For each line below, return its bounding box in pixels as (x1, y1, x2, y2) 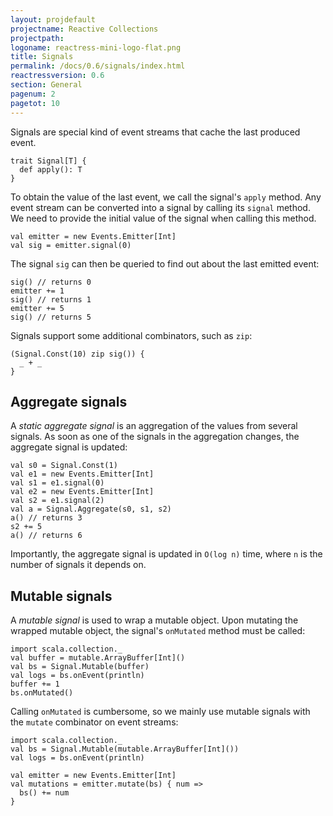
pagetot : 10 (10, 98, 60, 108)
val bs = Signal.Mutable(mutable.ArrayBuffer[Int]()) (10, 744, 240, 755)
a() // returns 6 (10, 531, 83, 541)
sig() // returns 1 (10, 294, 92, 305)
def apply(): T (19, 164, 83, 175)
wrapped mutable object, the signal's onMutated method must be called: (10, 625, 306, 637)
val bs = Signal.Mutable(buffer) (10, 662, 150, 672)
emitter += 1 (10, 286, 65, 296)
